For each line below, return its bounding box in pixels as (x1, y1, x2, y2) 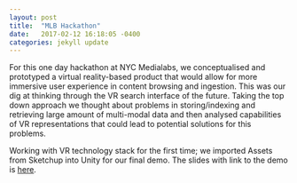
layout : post (9, 12, 58, 22)
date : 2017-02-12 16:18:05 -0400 (9, 29, 141, 38)
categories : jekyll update (9, 37, 109, 47)
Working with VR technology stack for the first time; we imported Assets (9, 146, 273, 156)
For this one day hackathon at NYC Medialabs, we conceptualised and (9, 62, 266, 73)
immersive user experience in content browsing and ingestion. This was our (9, 81, 286, 91)
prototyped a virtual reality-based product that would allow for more (9, 72, 258, 83)
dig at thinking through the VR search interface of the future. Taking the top (9, 91, 285, 101)
